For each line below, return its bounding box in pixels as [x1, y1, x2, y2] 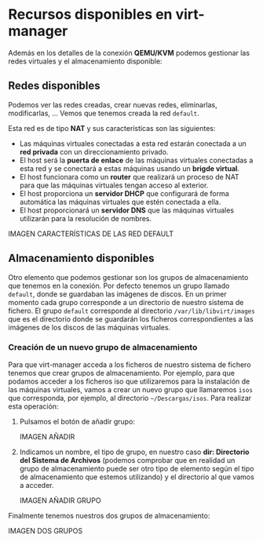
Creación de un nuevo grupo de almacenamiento [8, 342, 198, 353]
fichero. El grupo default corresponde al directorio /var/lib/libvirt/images [8, 306, 255, 315]
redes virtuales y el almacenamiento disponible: [8, 56, 163, 66]
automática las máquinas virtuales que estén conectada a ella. [19, 197, 221, 206]
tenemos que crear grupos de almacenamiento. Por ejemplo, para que [8, 368, 236, 377]
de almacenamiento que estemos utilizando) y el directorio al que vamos [19, 472, 255, 482]
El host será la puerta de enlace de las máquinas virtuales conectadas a [19, 155, 254, 165]
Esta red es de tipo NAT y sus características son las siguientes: [8, 123, 216, 133]
